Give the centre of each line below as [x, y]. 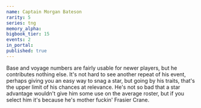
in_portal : [20, 46]
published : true [26, 51]
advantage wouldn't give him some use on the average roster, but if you [95, 93]
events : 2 [19, 40]
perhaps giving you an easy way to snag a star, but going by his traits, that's [101, 80]
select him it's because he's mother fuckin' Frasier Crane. [78, 100]
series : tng [21, 23]
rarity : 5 [19, 17]
